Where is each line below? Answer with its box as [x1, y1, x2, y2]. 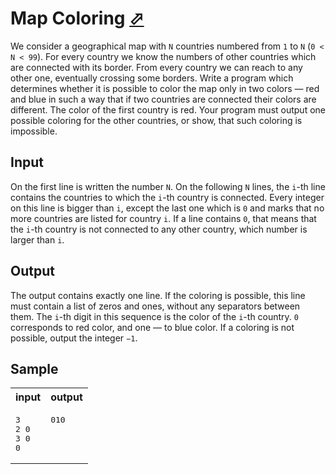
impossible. [10, 125, 58, 137]
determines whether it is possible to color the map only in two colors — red [10, 82, 320, 94]
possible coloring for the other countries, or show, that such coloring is [10, 114, 303, 126]
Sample [10, 360, 59, 377]
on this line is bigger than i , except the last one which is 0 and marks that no [10, 202, 325, 214]
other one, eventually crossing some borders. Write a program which [10, 72, 294, 84]
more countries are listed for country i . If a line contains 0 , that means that [10, 212, 317, 224]
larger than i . [10, 233, 65, 246]
